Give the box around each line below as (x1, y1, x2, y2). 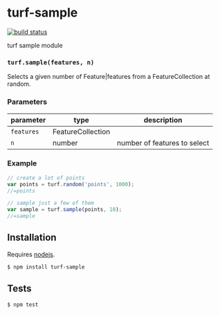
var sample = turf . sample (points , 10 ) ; (7, 206, 122, 213)
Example (7, 159, 37, 168)
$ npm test (7, 301, 39, 308)
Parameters (7, 97, 47, 107)
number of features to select (116, 138, 210, 147)
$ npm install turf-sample (7, 263, 85, 271)
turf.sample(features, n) (7, 58, 95, 66)
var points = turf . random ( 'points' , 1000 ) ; (7, 181, 135, 188)
